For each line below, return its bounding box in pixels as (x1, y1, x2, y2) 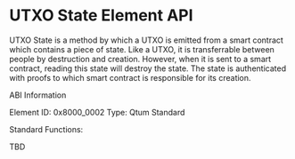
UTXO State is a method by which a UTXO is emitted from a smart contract (9, 35, 283, 45)
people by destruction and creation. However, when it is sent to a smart (9, 53, 272, 64)
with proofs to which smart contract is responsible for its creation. (9, 72, 251, 83)
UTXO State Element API (9, 5, 193, 26)
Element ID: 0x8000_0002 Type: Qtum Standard (9, 107, 185, 117)
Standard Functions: (9, 123, 84, 134)
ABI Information (9, 90, 67, 100)
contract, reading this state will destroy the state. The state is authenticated (9, 63, 287, 74)
